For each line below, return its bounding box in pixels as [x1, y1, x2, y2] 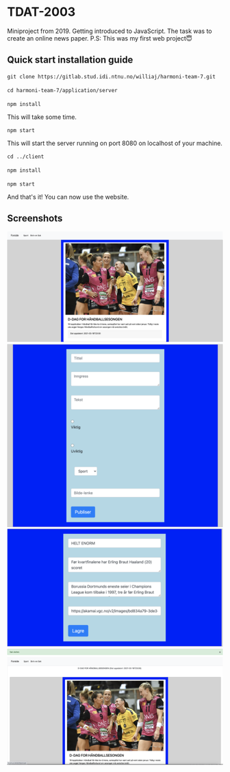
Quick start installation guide [7, 54, 133, 66]
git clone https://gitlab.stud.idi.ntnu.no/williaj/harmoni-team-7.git [7, 73, 216, 80]
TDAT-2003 [7, 4, 76, 20]
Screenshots [7, 212, 63, 224]
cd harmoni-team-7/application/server [7, 87, 118, 93]
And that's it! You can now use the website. [7, 192, 129, 201]
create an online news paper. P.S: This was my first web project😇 [7, 34, 193, 42]
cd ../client [7, 153, 44, 160]
